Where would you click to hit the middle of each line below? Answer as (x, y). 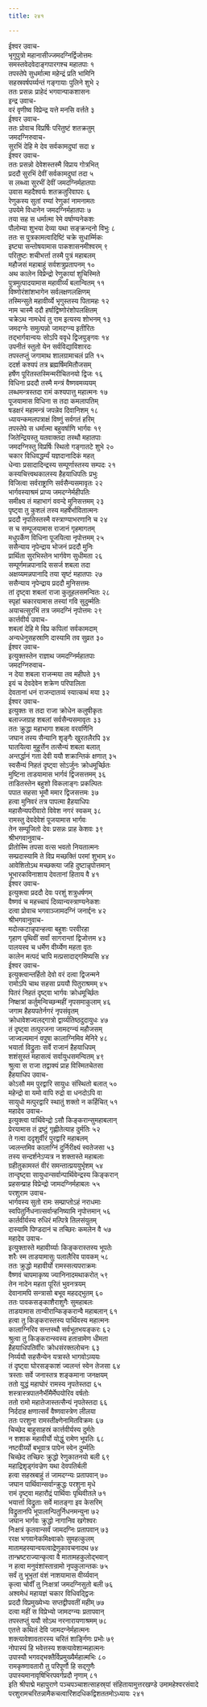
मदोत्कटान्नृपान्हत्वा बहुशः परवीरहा (49, 929)
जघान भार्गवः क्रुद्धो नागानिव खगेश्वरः (53, 1520)
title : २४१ (26, 16)
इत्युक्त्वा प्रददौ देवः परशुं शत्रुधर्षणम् (50, 892)
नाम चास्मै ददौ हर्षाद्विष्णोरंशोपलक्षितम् (53, 310)
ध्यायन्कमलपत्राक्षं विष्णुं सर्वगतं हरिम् (52, 419)
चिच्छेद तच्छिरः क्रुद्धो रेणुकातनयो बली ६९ (59, 1456)
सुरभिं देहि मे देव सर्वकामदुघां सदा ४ (52, 146)
